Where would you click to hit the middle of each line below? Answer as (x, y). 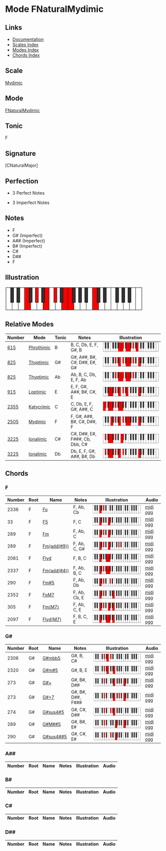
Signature (21, 153)
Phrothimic (40, 347)
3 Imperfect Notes (31, 203)
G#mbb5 (52, 658)
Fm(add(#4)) (56, 570)
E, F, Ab (79, 380)
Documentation (28, 39)
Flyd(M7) (52, 619)
